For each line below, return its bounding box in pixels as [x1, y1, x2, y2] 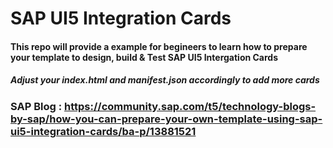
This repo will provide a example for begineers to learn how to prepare [10, 40, 308, 52]
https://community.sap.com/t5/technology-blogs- [64, 99, 317, 113]
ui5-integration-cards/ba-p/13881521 [10, 124, 197, 138]
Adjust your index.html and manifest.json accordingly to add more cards [10, 74, 320, 86]
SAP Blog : [10, 99, 63, 113]
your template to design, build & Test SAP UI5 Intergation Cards [10, 51, 279, 63]
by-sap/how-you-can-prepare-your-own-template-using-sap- [10, 112, 323, 126]
